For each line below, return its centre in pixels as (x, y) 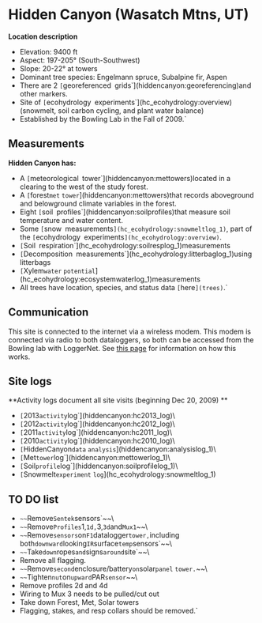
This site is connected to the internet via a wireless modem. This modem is (129, 331)
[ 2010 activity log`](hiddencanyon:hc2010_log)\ (97, 441)
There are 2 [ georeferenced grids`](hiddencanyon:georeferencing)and (135, 85)
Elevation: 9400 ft (49, 51)
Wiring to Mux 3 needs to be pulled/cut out (89, 594)
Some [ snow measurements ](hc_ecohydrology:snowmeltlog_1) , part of (136, 228)
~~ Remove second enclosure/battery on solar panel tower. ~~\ (113, 569)
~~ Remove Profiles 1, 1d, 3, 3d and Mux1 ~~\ (84, 527)
